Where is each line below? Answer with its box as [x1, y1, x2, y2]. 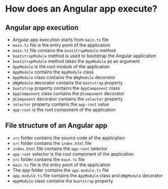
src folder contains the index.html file [12, 140, 92, 146]
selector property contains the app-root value [12, 101, 109, 107]
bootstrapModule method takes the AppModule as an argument [12, 58, 140, 64]
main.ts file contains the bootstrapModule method [12, 48, 116, 53]
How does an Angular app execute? [5, 3, 158, 15]
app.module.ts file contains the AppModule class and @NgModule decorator [12, 172, 163, 178]
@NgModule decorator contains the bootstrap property [12, 80, 123, 86]
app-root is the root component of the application [12, 107, 116, 112]
